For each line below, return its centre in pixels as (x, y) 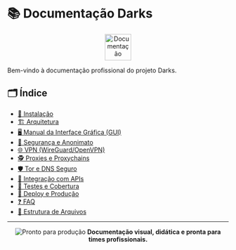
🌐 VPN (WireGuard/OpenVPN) (61, 150)
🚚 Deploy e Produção (48, 193)
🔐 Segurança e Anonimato (55, 142)
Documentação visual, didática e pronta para (154, 232)
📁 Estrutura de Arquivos (52, 211)
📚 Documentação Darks (80, 14)
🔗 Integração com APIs (51, 178)
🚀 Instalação (35, 114)
